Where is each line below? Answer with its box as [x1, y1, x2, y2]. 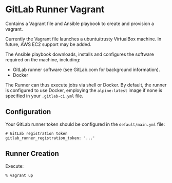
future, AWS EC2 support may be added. [5, 41, 91, 47]
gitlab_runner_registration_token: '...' [5, 135, 95, 141]
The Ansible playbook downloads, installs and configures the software [5, 51, 154, 57]
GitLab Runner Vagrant [5, 4, 105, 15]
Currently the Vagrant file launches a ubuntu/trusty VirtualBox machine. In [5, 36, 162, 42]
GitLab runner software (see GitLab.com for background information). [12, 66, 160, 73]
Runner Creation [5, 149, 59, 158]
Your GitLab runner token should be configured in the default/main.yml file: [5, 121, 165, 127]
